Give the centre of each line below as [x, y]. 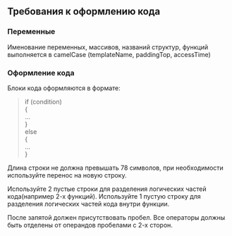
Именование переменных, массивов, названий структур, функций [108, 47]
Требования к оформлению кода [84, 12]
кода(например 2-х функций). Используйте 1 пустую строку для [104, 196]
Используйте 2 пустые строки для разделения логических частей [107, 189]
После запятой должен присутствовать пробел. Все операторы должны [116, 217]
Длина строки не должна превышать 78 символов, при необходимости [115, 168]
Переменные [31, 32]
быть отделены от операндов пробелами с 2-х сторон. [90, 225]
